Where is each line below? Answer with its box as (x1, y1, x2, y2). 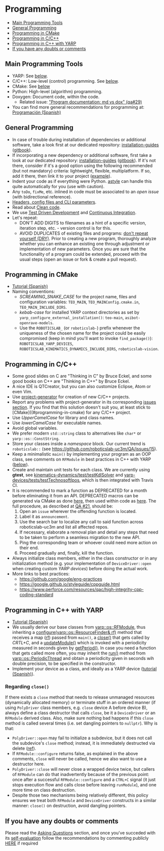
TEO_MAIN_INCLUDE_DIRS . (19, 304, 67, 310)
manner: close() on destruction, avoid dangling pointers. (12, 802, 127, 809)
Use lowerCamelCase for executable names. (12, 420, 102, 426)
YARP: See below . (12, 73, 48, 79)
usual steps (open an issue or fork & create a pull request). (19, 256, 138, 262)
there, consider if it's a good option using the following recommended (12, 163, 153, 169)
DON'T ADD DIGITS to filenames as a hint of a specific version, (19, 219, 146, 226)
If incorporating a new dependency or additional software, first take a (12, 152, 152, 158)
